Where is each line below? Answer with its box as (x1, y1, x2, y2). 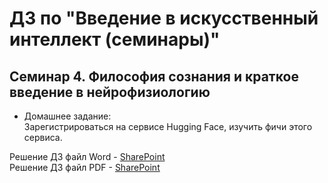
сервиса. (23, 132, 63, 143)
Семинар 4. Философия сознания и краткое (9, 68, 299, 85)
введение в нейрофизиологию (9, 83, 211, 101)
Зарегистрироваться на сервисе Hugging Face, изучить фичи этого (23, 121, 313, 132)
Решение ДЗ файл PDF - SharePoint (9, 162, 161, 173)
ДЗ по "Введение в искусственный (9, 7, 319, 30)
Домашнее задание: (23, 110, 112, 122)
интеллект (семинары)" (9, 28, 221, 51)
